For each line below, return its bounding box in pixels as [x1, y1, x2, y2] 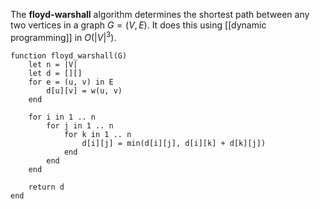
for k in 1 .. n [63, 129, 132, 139]
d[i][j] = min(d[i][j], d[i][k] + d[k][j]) [81, 138, 267, 148]
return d [28, 182, 65, 192]
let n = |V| [28, 59, 78, 69]
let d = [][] [28, 68, 83, 78]
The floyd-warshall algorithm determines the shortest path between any [10, 9, 310, 20]
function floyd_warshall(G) [10, 50, 128, 61]
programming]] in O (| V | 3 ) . [10, 30, 117, 43]
